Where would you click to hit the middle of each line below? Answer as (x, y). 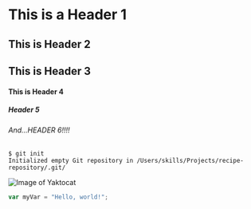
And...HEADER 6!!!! (39, 130)
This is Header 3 (50, 71)
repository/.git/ (37, 168)
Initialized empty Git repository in (71, 161)
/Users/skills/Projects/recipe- (190, 161)
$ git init (26, 154)
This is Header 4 (36, 91)
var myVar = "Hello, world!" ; (59, 197)
